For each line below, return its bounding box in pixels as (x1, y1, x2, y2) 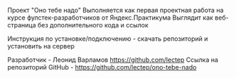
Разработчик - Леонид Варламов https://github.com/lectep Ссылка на (7, 56, 219, 64)
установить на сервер (7, 42, 75, 50)
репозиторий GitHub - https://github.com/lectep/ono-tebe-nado (7, 63, 197, 71)
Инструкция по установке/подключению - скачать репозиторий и (7, 34, 208, 43)
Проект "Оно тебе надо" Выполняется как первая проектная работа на (7, 6, 224, 14)
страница (7, 21, 37, 29)
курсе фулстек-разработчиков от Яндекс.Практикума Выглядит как (7, 13, 213, 22)
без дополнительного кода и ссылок (37, 21, 149, 29)
